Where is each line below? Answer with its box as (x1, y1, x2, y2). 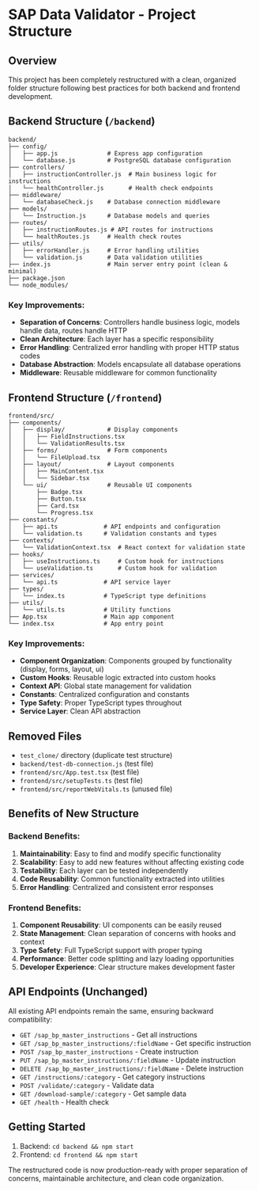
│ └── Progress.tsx (8, 508, 93, 516)
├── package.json (8, 274, 66, 282)
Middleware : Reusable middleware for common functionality (19, 368, 217, 378)
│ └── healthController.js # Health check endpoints (8, 184, 214, 192)
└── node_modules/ (8, 281, 69, 289)
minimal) (8, 267, 37, 275)
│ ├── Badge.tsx (8, 488, 83, 496)
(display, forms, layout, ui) (19, 664, 104, 674)
